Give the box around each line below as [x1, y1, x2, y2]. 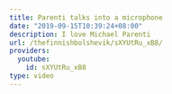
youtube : [17, 55, 50, 64]
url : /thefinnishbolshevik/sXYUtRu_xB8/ [9, 38, 164, 47]
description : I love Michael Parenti [9, 30, 151, 38]
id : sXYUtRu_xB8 [25, 64, 87, 73]
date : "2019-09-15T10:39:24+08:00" [9, 21, 143, 30]
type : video [9, 72, 54, 81]
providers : [9, 47, 50, 56]
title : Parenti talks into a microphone [9, 13, 164, 22]
